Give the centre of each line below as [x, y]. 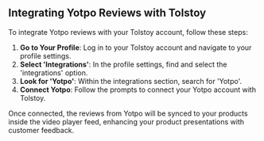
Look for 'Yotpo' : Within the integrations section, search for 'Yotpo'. [131, 81]
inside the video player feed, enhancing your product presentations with [126, 121]
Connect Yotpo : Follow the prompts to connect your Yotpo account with [138, 90]
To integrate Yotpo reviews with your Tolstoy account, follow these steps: [128, 32]
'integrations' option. [54, 72]
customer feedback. [41, 130]
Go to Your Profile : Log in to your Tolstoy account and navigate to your [136, 48]
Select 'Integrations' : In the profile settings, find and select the [123, 64]
